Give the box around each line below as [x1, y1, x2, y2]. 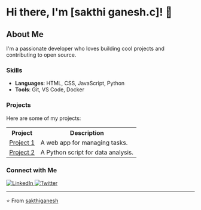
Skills [6, 66, 23, 74]
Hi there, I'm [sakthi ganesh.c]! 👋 [6, 5, 172, 19]
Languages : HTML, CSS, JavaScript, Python [14, 80, 125, 87]
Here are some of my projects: [6, 115, 81, 122]
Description [69, 128, 105, 137]
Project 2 [9, 148, 35, 156]
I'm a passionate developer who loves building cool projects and [6, 45, 165, 52]
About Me [6, 29, 44, 39]
